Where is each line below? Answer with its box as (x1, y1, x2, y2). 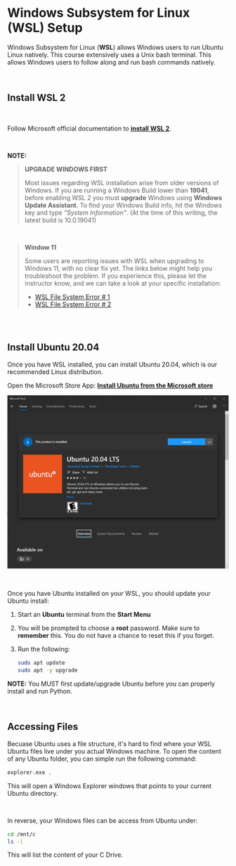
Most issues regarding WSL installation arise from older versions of (24, 178, 219, 187)
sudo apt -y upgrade (17, 667, 78, 674)
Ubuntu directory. (7, 789, 58, 797)
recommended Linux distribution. (7, 367, 103, 376)
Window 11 (24, 243, 57, 251)
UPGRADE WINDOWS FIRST (24, 165, 107, 173)
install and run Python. (7, 687, 72, 695)
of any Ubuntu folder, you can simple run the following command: (7, 754, 197, 763)
